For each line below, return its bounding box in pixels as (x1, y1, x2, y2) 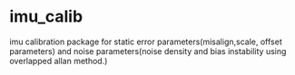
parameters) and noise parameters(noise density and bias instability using (9, 45, 287, 56)
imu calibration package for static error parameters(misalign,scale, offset (9, 36, 283, 47)
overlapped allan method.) (9, 55, 108, 66)
